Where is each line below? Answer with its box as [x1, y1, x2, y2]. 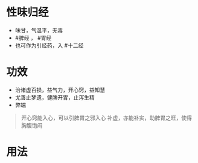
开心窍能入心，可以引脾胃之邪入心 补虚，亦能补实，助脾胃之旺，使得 [21, 114, 192, 121]
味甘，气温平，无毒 [14, 27, 63, 34]
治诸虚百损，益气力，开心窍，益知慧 [14, 86, 106, 94]
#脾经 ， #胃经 [14, 34, 52, 41]
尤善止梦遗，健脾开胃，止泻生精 [14, 94, 95, 101]
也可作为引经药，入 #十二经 [14, 42, 84, 49]
